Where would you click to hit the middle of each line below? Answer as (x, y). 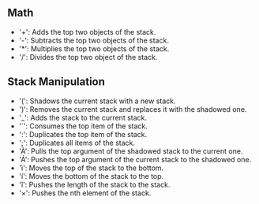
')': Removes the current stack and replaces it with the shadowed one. (133, 109)
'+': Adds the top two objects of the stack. (87, 32)
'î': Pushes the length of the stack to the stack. (94, 184)
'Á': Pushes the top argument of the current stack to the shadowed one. (135, 159)
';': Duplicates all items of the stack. (77, 143)
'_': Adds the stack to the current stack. (83, 117)
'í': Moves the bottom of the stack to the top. (91, 176)
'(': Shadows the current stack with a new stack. (97, 101)
